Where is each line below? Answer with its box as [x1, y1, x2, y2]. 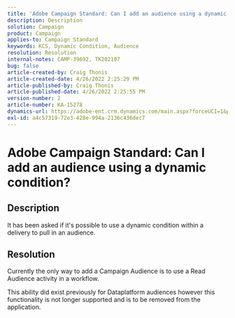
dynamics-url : [7, 108, 49, 115]
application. [7, 303, 41, 312]
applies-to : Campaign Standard [7, 36, 99, 43]
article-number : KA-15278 [7, 102, 83, 109]
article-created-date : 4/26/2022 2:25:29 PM [7, 75, 139, 83]
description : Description [7, 17, 83, 24]
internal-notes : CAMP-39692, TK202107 [7, 56, 120, 63]
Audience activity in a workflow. [7, 275, 99, 283]
